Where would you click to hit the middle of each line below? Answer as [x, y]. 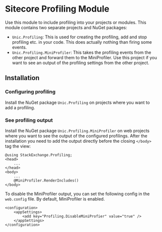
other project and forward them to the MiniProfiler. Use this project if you [84, 57]
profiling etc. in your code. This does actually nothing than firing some [82, 42]
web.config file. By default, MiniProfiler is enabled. [55, 199]
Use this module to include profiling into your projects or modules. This [76, 22]
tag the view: [18, 146]
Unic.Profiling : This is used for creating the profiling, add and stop [79, 37]
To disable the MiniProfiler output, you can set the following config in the [77, 194]
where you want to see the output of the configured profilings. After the [76, 136]
